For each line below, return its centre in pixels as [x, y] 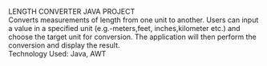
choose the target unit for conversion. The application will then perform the [132, 37]
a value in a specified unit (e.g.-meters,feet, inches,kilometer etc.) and [124, 28]
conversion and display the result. [64, 45]
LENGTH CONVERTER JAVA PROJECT [72, 12]
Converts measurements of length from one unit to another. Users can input [133, 20]
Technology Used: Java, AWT [57, 54]
